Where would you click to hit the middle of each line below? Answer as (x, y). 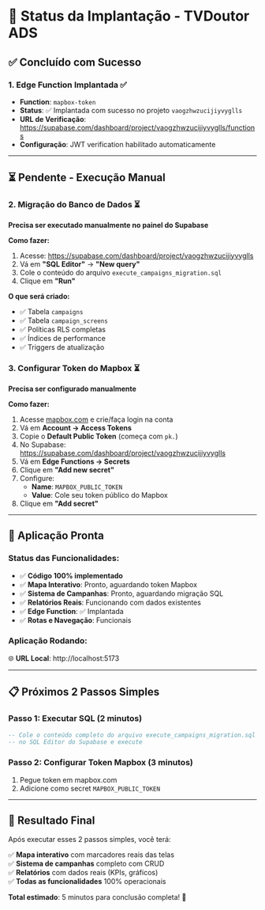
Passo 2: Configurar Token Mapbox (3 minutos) (101, 763)
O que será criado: (39, 296)
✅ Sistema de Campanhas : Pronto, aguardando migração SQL (121, 593)
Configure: (37, 478)
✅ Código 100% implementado (71, 575)
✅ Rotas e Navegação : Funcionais (75, 620)
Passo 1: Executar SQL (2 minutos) (75, 719)
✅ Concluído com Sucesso (75, 62)
